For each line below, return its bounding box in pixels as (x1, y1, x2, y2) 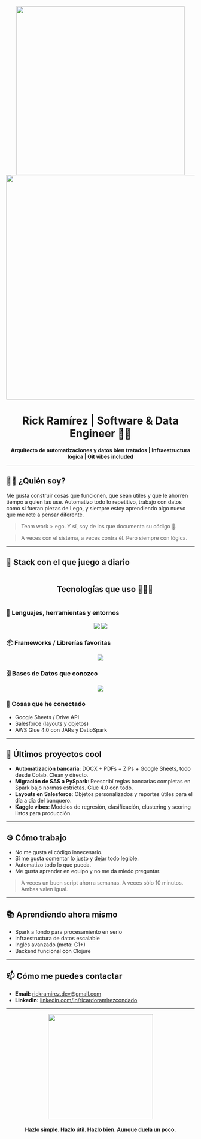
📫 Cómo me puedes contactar (6, 971, 123, 981)
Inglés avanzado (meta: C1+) (14, 941, 86, 948)
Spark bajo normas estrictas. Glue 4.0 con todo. (14, 784, 133, 791)
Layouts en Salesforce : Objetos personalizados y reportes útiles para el (14, 791, 193, 798)
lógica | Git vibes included (68, 453, 133, 460)
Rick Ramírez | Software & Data (22, 414, 179, 428)
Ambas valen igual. (20, 886, 68, 893)
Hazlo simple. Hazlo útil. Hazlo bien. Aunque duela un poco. (25, 1126, 176, 1133)
